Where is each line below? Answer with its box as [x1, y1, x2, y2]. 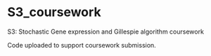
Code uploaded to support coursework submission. [7, 41, 156, 49]
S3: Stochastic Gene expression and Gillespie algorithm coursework [7, 27, 204, 36]
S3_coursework [7, 4, 101, 20]
